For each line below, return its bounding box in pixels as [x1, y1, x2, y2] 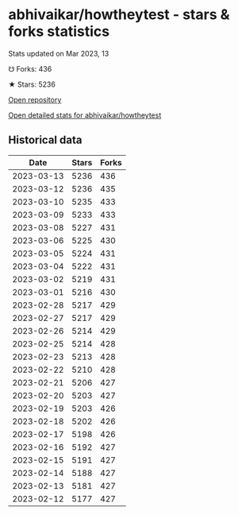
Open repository [8, 95, 62, 104]
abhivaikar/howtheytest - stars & [8, 6, 230, 24]
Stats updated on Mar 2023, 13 [8, 48, 109, 58]
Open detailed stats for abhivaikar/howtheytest [8, 110, 162, 120]
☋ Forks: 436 [8, 64, 52, 73]
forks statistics [8, 22, 109, 41]
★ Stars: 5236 [8, 79, 56, 89]
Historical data [8, 134, 83, 147]
